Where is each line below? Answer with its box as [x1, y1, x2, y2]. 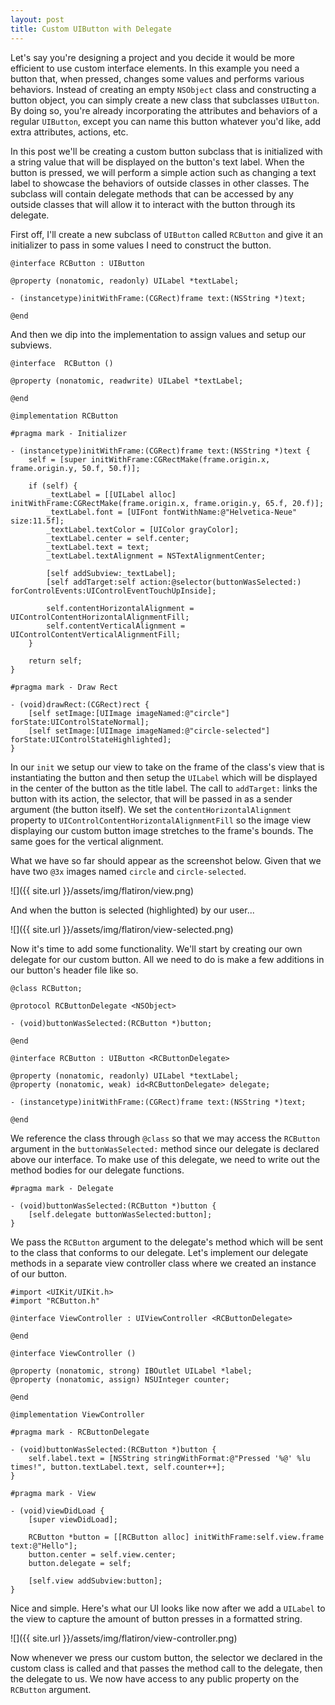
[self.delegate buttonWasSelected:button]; [28, 1209, 213, 1220]
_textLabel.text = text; [46, 542, 150, 552]
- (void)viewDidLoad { [10, 1506, 105, 1516]
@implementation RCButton [10, 411, 118, 421]
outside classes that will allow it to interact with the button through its [10, 198, 296, 210]
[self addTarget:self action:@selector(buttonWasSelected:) [46, 577, 302, 587]
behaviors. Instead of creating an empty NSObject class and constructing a [10, 83, 317, 95]
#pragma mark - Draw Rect [10, 682, 118, 692]
